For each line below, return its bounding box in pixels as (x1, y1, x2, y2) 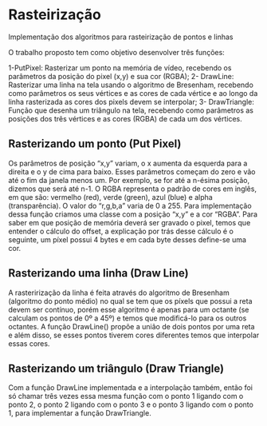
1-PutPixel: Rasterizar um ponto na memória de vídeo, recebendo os (8, 62, 232, 73)
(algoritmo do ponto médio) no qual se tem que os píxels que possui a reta (8, 296, 253, 305)
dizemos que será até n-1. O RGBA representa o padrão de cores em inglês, (8, 184, 257, 193)
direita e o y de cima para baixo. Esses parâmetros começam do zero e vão (8, 166, 256, 177)
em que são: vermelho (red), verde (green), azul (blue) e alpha (8, 192, 213, 201)
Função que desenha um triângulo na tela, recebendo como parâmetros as (8, 106, 253, 115)
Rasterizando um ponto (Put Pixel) (8, 137, 182, 151)
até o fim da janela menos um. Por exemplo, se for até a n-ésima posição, (8, 175, 250, 185)
